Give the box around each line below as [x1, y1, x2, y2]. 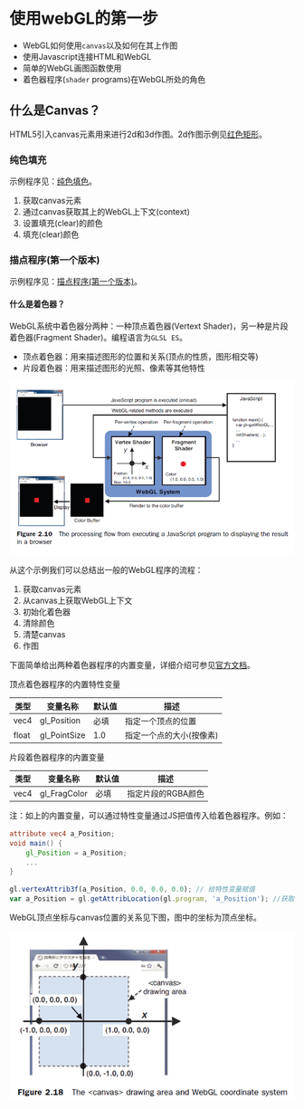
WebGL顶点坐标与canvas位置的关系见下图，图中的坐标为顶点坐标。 [9, 912, 262, 923]
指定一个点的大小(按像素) [125, 730, 219, 741]
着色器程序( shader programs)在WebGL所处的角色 [22, 73, 206, 84]
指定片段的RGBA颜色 [126, 789, 205, 799]
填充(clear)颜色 [22, 229, 80, 240]
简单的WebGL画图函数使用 [22, 62, 122, 73]
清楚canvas [22, 629, 66, 640]
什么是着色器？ [9, 298, 65, 309]
